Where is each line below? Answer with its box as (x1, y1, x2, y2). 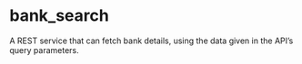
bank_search (9, 5, 109, 26)
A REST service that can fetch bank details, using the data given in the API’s (9, 35, 294, 46)
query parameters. (9, 44, 79, 55)
